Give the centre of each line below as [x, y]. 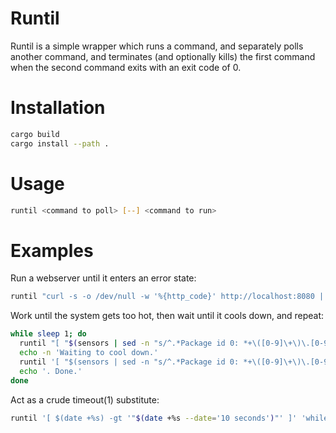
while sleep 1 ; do [48, 334]
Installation [58, 108]
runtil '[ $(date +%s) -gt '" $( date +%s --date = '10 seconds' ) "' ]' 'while [169, 418]
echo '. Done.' [51, 371]
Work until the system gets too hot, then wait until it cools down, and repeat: [167, 316]
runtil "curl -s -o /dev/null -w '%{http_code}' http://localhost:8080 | [167, 297]
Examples [52, 250]
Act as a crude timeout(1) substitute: [85, 399]
